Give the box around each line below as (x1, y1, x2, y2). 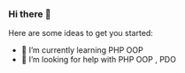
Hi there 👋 (8, 8, 52, 20)
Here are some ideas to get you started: (8, 28, 154, 39)
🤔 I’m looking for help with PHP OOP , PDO (20, 55, 176, 65)
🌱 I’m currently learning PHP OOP (20, 45, 143, 55)
